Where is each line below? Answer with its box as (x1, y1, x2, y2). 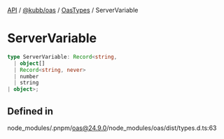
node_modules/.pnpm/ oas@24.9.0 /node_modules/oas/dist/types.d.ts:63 (7, 124, 217, 132)
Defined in (7, 105, 54, 117)
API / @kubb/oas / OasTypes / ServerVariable (7, 6, 139, 14)
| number (13, 73, 39, 80)
